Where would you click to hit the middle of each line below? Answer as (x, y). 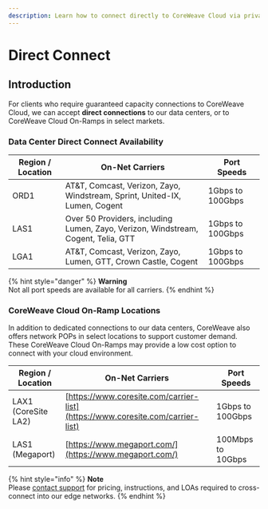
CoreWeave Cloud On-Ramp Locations (85, 310)
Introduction (40, 85)
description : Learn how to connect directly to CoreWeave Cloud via (124, 16)
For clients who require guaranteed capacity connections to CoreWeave (126, 104)
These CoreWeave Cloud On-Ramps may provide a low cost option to (122, 345)
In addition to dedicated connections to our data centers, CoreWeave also (129, 328)
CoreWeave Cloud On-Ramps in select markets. (87, 121)
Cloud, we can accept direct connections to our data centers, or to (119, 112)
